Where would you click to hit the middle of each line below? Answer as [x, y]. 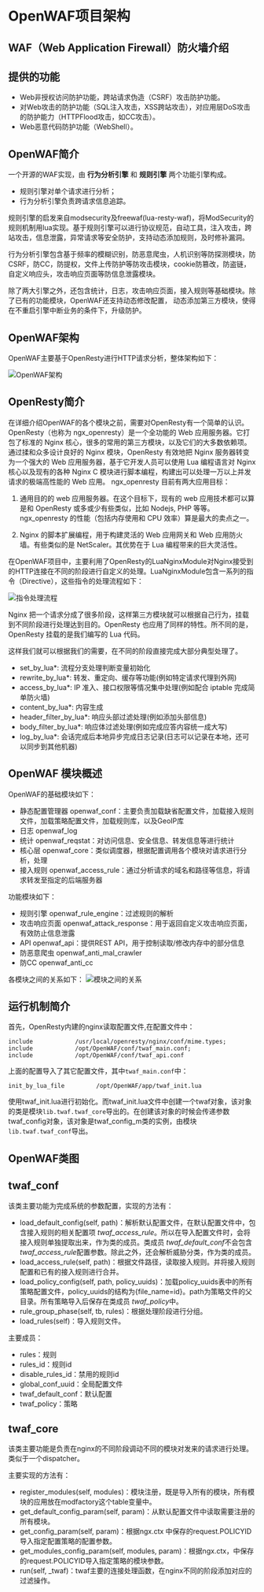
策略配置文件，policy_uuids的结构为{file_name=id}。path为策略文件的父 [136, 1291]
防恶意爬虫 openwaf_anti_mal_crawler [81, 952]
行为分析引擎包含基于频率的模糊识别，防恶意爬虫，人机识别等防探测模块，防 [132, 254]
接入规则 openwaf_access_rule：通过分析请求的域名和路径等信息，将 [131, 870]
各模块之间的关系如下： [46, 979]
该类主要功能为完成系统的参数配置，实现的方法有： [91, 1205]
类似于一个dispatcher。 [46, 1459]
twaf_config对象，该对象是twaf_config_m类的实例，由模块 [103, 1121]
